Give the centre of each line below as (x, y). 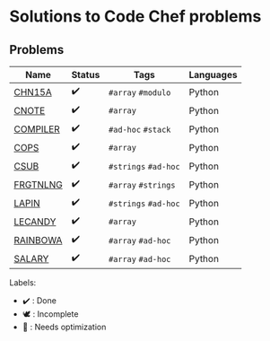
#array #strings (142, 185)
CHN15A (33, 92)
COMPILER (37, 129)
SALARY (31, 258)
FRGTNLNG (38, 184)
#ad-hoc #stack (140, 129)
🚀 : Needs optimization (64, 327)
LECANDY (35, 222)
